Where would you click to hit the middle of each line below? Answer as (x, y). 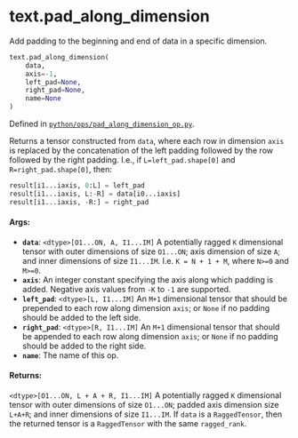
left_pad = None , (53, 82)
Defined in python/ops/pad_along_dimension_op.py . (102, 124)
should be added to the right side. (84, 346)
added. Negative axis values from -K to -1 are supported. (126, 289)
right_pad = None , (56, 91)
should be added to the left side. (81, 317)
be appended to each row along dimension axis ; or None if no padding (150, 336)
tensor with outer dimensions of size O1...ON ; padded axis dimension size (144, 405)
